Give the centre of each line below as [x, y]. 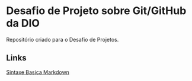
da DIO [23, 23]
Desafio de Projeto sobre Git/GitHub [96, 11]
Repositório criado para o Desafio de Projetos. [63, 39]
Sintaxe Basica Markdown [38, 72]
